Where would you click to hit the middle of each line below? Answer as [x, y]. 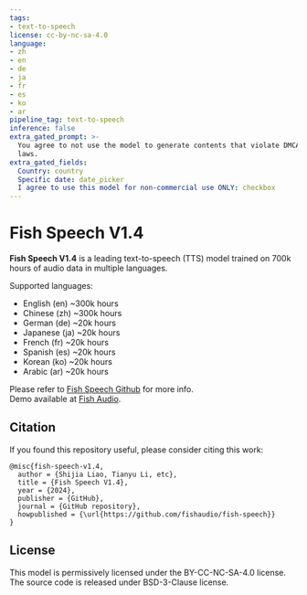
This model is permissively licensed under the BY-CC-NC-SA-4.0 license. [148, 572]
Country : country [51, 171]
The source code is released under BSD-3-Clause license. [119, 582]
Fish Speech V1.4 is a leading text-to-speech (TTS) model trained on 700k [150, 259]
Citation [33, 427]
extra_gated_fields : [49, 162]
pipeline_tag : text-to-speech [67, 120]
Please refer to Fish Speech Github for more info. [101, 389]
